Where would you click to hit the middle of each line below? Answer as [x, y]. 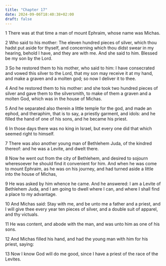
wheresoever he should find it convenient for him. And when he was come [81, 164]
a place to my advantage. [31, 195]
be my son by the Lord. [29, 59]
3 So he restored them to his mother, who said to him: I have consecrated [80, 68]
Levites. [13, 259]
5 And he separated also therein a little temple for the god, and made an [79, 108]
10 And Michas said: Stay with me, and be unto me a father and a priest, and [83, 204]
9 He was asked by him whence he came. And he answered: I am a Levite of [83, 184]
